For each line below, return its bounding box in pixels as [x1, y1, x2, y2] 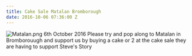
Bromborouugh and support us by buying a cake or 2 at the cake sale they [6, 37, 187, 44]
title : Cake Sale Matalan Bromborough [6, 8, 101, 15]
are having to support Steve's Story [6, 42, 92, 50]
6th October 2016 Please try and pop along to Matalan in [43, 30, 181, 37]
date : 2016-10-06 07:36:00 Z [6, 14, 78, 20]
